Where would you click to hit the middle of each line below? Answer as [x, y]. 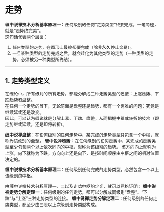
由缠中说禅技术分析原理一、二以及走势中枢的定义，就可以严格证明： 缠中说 [81, 186]
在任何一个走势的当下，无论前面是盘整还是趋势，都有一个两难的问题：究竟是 [82, 106]
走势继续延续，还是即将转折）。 [36, 124]
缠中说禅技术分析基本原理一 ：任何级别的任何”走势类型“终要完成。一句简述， [82, 24]
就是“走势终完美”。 [24, 30]
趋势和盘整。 [22, 100]
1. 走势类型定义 [28, 81]
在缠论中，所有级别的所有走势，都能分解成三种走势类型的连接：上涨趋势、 [80, 94]
